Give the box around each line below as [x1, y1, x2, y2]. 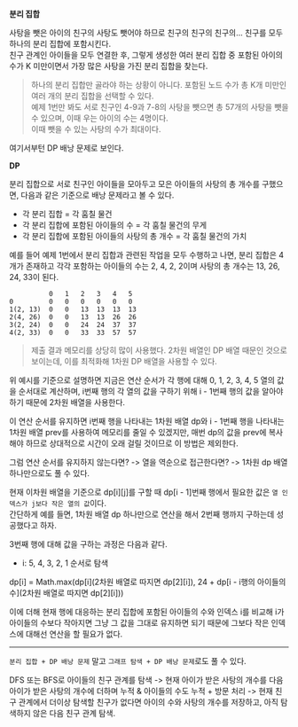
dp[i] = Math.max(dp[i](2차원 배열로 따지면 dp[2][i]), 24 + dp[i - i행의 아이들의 [9, 576, 286, 587]
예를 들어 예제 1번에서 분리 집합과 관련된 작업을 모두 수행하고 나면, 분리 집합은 [9, 250, 278, 260]
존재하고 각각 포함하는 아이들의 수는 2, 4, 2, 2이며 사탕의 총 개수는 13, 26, [25, 261, 281, 271]
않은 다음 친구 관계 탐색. [32, 708, 116, 718]
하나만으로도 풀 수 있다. [9, 468, 90, 478]
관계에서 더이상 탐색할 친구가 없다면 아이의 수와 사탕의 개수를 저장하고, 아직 [18, 697, 279, 707]
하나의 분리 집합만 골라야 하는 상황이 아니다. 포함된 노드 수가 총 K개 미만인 [30, 80, 286, 90]
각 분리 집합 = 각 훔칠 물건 [21, 208, 113, 219]
